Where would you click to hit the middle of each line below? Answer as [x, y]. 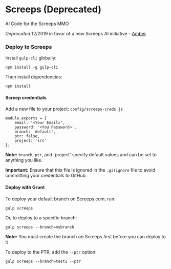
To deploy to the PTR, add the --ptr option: [51, 252]
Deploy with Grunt [25, 188]
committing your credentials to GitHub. [46, 176]
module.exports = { [26, 118]
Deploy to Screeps [29, 47]
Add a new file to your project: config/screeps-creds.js [64, 109]
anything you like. [24, 160]
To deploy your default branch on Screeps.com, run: [60, 199]
